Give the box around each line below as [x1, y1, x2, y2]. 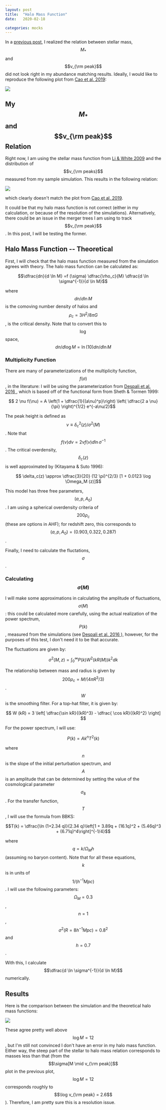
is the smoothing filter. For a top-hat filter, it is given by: [5, 701, 118, 707]
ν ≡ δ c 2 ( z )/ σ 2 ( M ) [66, 421, 101, 429]
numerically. [5, 975, 30, 981]
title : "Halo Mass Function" [5, 12, 68, 17]
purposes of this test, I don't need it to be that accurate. [5, 637, 119, 643]
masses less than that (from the [5, 1053, 70, 1059]
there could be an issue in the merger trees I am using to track [5, 215, 132, 221]
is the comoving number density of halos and [5, 303, 98, 309]
